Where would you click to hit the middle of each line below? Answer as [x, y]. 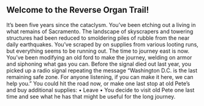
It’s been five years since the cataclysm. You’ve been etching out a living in [101, 25]
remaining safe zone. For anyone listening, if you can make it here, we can [100, 77]
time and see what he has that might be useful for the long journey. [91, 96]
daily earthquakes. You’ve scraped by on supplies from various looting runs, [103, 44]
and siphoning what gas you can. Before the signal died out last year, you [99, 64]
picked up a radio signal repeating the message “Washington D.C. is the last [102, 70]
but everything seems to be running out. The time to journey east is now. [98, 51]
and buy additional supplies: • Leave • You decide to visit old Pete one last [100, 90]
